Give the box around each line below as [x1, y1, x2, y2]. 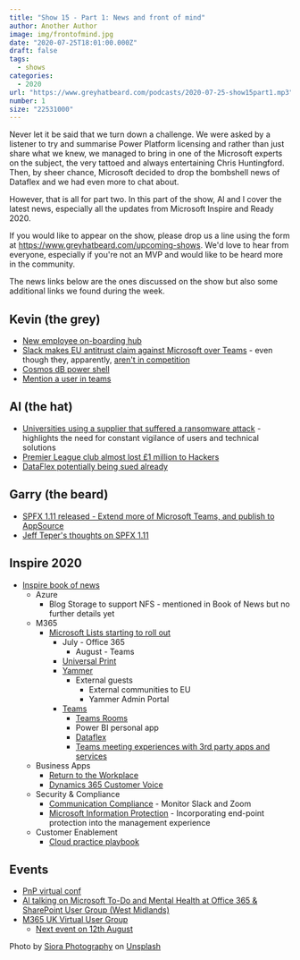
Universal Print [62, 655, 117, 667]
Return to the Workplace [48, 769, 139, 780]
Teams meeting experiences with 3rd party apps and [75, 741, 271, 752]
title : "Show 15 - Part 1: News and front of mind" [9, 13, 205, 22]
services [75, 751, 107, 761]
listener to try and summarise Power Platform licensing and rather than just [9, 139, 285, 149]
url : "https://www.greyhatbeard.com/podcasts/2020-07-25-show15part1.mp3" [9, 88, 294, 97]
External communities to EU [88, 684, 191, 694]
